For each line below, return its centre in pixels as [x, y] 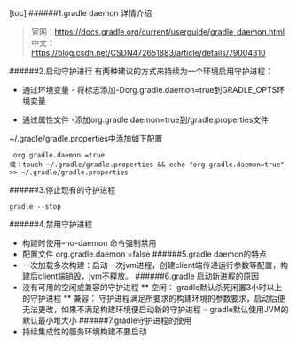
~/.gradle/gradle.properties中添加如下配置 [86, 138]
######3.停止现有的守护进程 [63, 190]
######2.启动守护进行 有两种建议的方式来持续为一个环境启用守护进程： [141, 71]
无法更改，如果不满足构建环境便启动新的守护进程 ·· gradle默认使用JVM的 [155, 309]
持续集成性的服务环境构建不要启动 [84, 331]
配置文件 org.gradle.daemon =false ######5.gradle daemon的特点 [145, 254]
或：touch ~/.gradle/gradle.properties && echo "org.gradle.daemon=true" [147, 165]
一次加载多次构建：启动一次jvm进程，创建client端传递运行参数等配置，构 [155, 265]
